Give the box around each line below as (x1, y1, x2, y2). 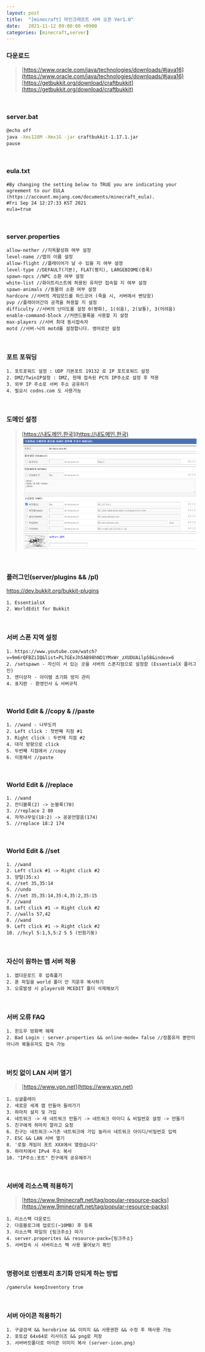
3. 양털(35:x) (6, 874, 40, 880)
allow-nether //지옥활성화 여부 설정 (6, 248, 91, 254)
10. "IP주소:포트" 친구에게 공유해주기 (6, 1155, 91, 1161)
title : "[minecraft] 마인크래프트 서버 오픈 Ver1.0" (6, 16, 134, 23)
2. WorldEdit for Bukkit (6, 606, 70, 612)
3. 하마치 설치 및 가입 (6, 1109, 57, 1115)
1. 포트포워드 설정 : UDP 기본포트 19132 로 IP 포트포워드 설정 (6, 369, 150, 375)
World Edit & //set (6, 846, 60, 855)
